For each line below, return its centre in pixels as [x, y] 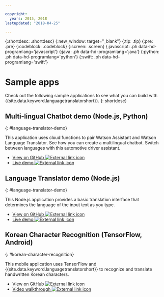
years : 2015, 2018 [28, 18]
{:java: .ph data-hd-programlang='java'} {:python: [109, 52]
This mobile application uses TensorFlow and [51, 264]
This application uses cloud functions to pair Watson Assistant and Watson [81, 137]
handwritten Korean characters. [37, 274]
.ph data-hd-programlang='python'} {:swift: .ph [53, 57]
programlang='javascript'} [31, 52]
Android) [19, 243]
